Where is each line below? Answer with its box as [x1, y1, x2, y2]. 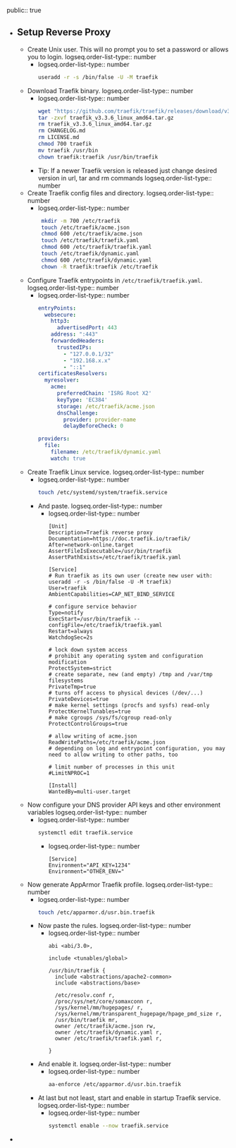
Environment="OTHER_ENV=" [48, 867, 125, 875]
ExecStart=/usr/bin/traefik [48, 615, 131, 623]
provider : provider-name [63, 416, 137, 423]
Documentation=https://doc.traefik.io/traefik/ [48, 535, 191, 542]
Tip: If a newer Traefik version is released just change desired [37, 166, 218, 175]
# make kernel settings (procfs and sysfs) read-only [48, 702, 210, 709]
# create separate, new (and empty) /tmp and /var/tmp [48, 671, 213, 678]
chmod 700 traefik [37, 140, 92, 147]
